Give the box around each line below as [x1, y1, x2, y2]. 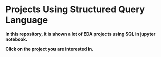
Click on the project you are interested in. [5, 46, 94, 52]
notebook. [5, 36, 28, 42]
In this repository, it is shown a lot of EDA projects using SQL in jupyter [5, 31, 156, 37]
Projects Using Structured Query [5, 4, 145, 15]
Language [5, 14, 48, 26]
